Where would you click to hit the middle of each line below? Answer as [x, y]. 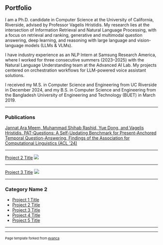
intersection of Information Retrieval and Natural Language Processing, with [81, 30]
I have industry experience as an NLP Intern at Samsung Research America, [81, 55]
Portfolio [18, 8]
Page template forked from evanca [32, 238]
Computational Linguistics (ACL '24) [41, 143]
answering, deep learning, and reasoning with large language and [71, 40]
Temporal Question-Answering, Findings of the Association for [67, 138]
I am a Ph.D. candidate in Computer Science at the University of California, [80, 19]
